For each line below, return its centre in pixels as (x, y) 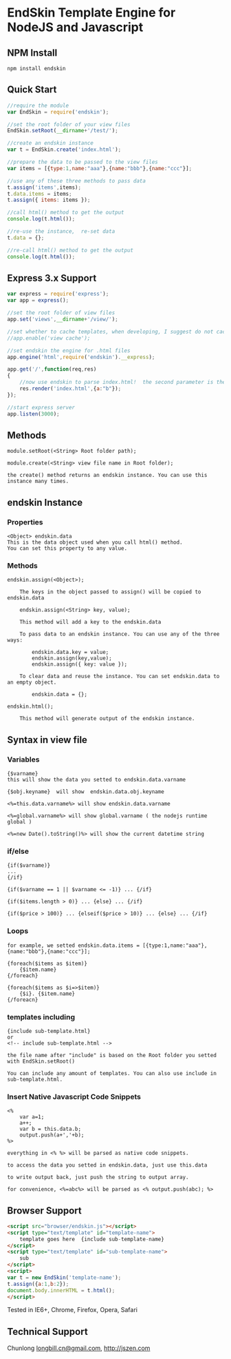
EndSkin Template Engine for (91, 13)
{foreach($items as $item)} (47, 963)
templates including (41, 1016)
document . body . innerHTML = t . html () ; (61, 1290)
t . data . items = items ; (40, 194)
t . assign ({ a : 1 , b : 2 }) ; (38, 1284)
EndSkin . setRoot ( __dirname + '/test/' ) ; (63, 131)
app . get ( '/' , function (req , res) (52, 369)
